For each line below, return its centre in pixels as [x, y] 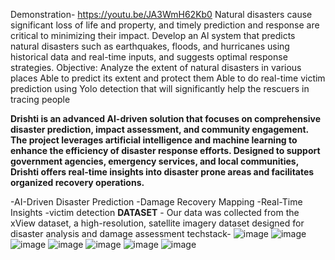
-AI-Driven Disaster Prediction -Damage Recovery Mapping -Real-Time [156, 202]
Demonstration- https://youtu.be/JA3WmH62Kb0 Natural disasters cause [161, 14]
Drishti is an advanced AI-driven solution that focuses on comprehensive [166, 118]
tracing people [40, 99]
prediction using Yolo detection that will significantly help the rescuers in [160, 88]
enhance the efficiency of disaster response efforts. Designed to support [165, 150]
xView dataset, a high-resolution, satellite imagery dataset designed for [157, 223]
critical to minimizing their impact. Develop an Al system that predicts [153, 35]
